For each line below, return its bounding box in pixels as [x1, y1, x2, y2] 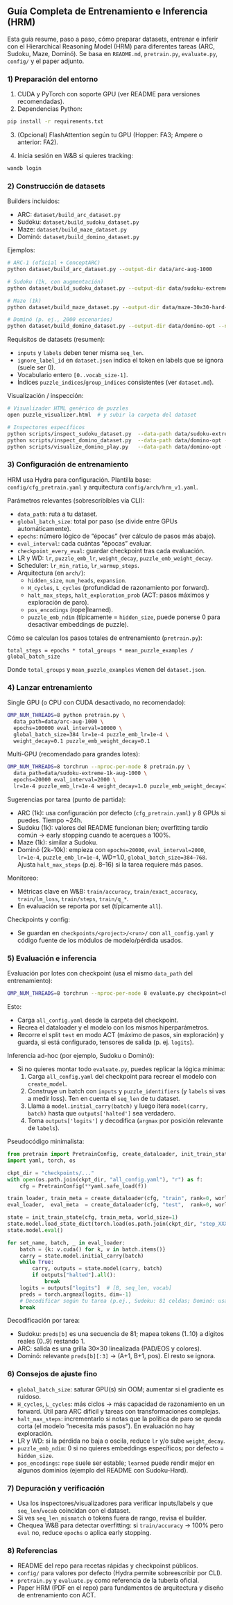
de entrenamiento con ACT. [17, 1591, 96, 1599]
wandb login [7, 164, 42, 172]
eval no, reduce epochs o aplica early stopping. [17, 1529, 152, 1537]
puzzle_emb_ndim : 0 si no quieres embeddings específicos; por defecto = [17, 1443, 225, 1452]
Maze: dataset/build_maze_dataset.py [17, 225, 127, 234]
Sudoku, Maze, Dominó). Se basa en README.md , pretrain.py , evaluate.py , [7, 49, 218, 58]
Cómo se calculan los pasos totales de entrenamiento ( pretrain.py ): [7, 634, 202, 642]
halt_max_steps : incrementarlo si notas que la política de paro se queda [17, 1414, 222, 1423]
